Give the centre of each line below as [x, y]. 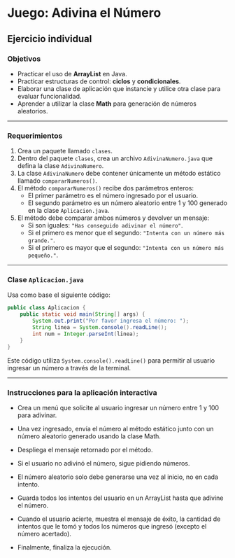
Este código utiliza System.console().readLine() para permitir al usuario [111, 360]
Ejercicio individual [50, 39]
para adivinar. [37, 415]
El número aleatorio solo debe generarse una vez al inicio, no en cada [118, 477]
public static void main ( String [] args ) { [83, 314]
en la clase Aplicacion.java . [69, 211]
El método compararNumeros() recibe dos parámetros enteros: [106, 188]
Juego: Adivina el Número [84, 13]
